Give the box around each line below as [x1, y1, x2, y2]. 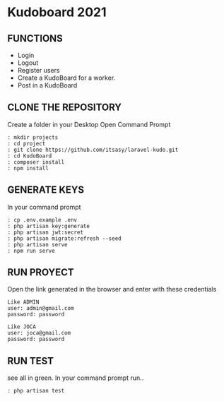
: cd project [7, 140, 46, 147]
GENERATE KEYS [7, 184, 85, 196]
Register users [17, 66, 60, 74]
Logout [17, 59, 39, 67]
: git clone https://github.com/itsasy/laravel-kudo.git [7, 146, 179, 153]
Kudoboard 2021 [7, 4, 107, 20]
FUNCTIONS [7, 32, 64, 44]
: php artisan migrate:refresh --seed [7, 234, 122, 242]
